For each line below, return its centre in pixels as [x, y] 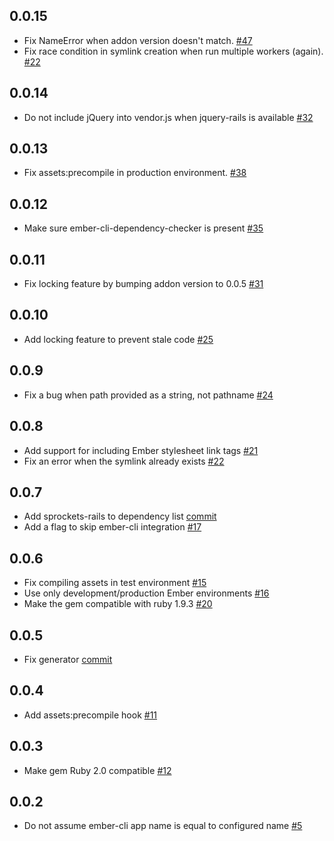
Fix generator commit [68, 659]
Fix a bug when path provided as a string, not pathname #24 [148, 395]
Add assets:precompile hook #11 [90, 715]
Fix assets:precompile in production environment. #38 [135, 173]
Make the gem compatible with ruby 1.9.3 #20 [118, 604]
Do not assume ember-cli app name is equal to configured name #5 [163, 826]
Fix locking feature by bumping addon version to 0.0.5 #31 [143, 284]
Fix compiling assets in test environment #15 [115, 583]
